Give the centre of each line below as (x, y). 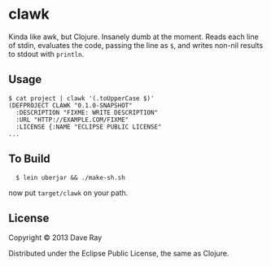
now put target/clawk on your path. (68, 193)
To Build (29, 159)
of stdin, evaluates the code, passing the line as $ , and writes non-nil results (136, 45)
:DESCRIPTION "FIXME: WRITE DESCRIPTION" (87, 112)
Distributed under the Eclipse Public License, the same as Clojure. (119, 254)
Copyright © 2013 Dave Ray (55, 238)
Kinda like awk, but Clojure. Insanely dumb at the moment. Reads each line (133, 37)
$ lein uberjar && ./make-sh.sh (71, 177)
